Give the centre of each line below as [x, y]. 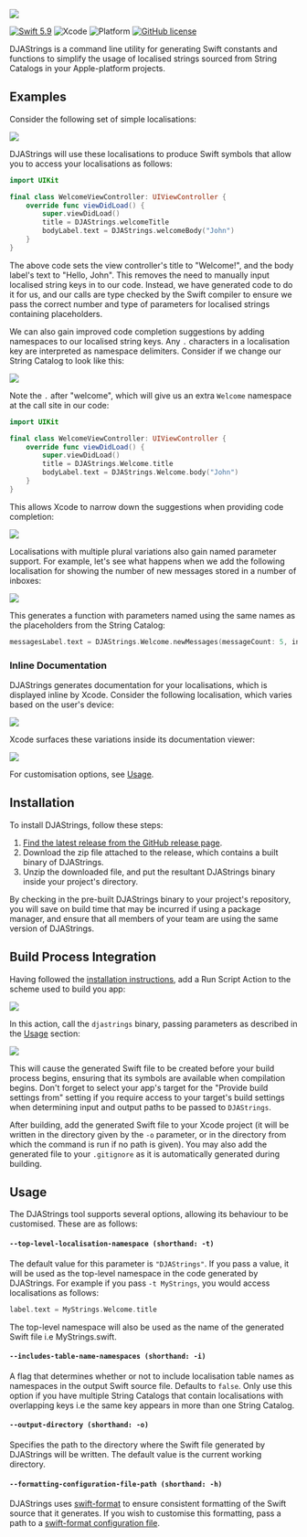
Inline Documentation [58, 665]
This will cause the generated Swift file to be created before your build [142, 1068]
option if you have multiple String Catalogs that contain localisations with [147, 1395]
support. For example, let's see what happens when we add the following [147, 561]
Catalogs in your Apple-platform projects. [88, 68]
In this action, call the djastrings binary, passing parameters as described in [153, 1023]
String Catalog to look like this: [67, 360]
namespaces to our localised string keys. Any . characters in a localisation [150, 341]
